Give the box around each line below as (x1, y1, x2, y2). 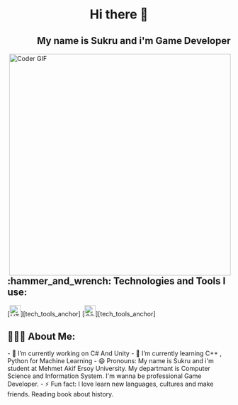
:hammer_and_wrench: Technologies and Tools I (7, 275, 226, 287)
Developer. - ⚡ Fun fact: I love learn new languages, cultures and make (7, 379, 214, 389)
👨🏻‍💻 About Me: (7, 330, 76, 343)
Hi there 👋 (89, 6, 149, 23)
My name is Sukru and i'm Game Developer (36, 35, 231, 47)
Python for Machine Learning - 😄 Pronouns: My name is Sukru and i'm (7, 357, 214, 365)
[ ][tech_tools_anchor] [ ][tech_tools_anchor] (7, 310, 156, 318)
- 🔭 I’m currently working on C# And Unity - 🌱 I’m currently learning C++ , (7, 349, 222, 357)
